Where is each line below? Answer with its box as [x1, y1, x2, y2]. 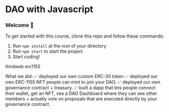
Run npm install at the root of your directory [12, 43, 107, 49]
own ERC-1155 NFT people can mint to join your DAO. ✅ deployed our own [5, 79, 161, 85]
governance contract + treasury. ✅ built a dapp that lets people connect [5, 85, 156, 91]
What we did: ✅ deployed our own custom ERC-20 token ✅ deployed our [5, 73, 158, 80]
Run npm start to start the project [12, 48, 83, 54]
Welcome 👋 [5, 22, 34, 29]
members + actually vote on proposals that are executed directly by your [5, 96, 157, 102]
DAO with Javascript [5, 4, 93, 15]
